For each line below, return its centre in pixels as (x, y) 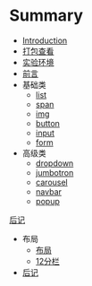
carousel (52, 182)
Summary (46, 16)
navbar (49, 191)
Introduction (45, 40)
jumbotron (54, 172)
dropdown (54, 163)
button (48, 123)
